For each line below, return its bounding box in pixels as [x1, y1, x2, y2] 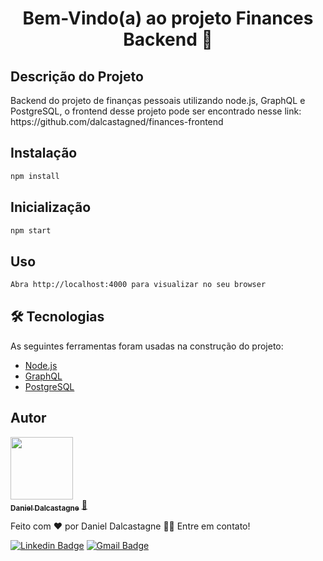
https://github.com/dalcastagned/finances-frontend [10, 116, 224, 127]
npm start [10, 225, 52, 236]
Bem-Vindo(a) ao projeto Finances [22, 7, 314, 30]
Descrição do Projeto [10, 68, 144, 85]
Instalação [10, 145, 78, 162]
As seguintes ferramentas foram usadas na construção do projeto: [10, 340, 284, 352]
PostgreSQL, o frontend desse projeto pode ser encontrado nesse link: [10, 105, 302, 117]
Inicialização [10, 199, 92, 216]
